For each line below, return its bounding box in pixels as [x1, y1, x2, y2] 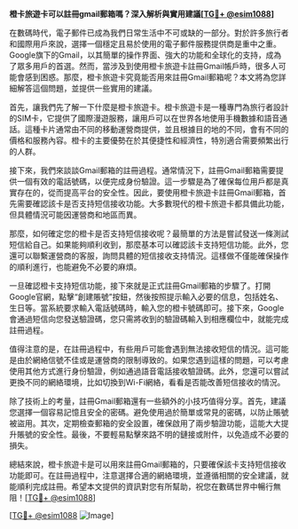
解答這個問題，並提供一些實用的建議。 [16, 83, 157, 93]
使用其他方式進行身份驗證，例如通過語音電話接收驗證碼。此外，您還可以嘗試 [9, 366, 289, 376]
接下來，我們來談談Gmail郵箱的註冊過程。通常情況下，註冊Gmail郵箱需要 [9, 165, 277, 176]
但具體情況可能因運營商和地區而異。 [9, 209, 142, 220]
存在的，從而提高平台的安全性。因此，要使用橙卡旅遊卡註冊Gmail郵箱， [16, 187, 279, 198]
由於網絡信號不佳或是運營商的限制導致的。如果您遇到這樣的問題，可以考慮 [16, 355, 289, 365]
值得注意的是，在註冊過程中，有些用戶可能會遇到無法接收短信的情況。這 [9, 343, 273, 354]
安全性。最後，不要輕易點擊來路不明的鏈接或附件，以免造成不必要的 [39, 430, 289, 439]
